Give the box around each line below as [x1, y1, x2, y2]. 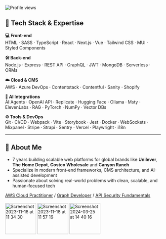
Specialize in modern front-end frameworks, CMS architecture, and [12, 167, 150, 173]
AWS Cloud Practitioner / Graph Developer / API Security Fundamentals [5, 192, 151, 198]
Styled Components [5, 45, 46, 50]
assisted [12, 172, 30, 178]
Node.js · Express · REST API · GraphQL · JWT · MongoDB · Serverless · [5, 62, 151, 68]
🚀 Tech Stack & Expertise [5, 19, 84, 27]
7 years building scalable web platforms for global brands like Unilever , [12, 156, 158, 162]
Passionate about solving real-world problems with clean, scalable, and [12, 177, 158, 183]
